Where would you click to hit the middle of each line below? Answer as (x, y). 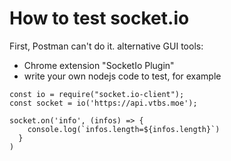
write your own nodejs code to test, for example (122, 76)
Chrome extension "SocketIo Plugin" (99, 65)
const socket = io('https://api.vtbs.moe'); (103, 103)
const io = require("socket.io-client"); (97, 94)
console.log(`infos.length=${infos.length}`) (124, 129)
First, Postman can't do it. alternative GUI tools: (106, 46)
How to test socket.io (99, 18)
